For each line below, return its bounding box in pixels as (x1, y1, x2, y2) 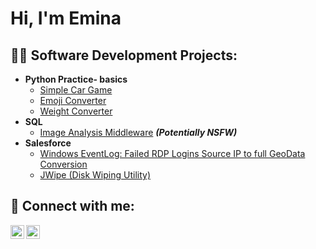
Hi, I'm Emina (10, 7, 122, 30)
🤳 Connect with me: (10, 198, 135, 215)
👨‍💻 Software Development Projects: (10, 47, 238, 64)
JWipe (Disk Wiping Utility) (39, 169, 151, 181)
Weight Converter (39, 105, 113, 117)
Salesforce (24, 137, 72, 149)
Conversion (39, 158, 88, 170)
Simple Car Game (39, 84, 113, 96)
